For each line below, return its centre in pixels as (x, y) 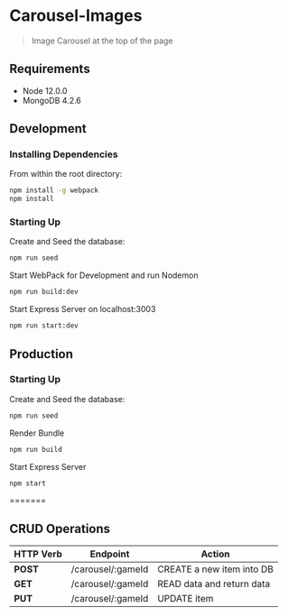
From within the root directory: (66, 174)
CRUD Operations (60, 529)
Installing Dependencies (64, 154)
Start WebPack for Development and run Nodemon (104, 275)
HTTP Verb (38, 554)
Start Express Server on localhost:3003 (83, 309)
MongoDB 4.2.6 (51, 100)
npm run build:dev (44, 292)
